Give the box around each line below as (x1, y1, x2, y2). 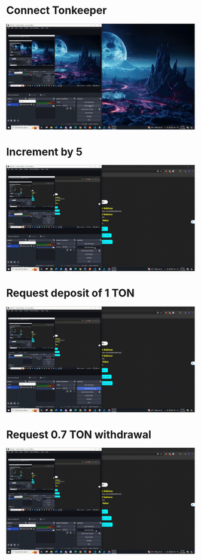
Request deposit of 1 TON (6, 286, 135, 300)
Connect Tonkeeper (6, 4, 107, 17)
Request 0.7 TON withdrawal (6, 428, 151, 441)
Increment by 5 (6, 145, 83, 158)
